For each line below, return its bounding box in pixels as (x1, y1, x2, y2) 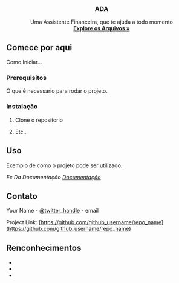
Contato (6, 191, 37, 201)
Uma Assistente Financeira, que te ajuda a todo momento (30, 18, 174, 25)
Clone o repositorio (15, 116, 63, 124)
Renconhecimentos (6, 242, 82, 253)
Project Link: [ (6, 219, 41, 226)
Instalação (6, 102, 38, 111)
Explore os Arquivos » (73, 25, 130, 32)
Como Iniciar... (6, 59, 42, 66)
